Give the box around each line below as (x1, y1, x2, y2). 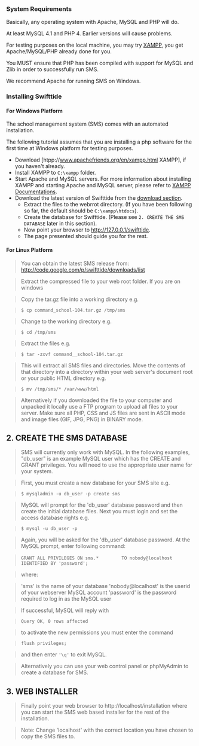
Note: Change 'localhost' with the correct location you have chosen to (20, 726, 194, 734)
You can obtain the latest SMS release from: (20, 260, 130, 267)
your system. (20, 468, 53, 475)
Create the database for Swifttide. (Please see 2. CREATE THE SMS (23, 214, 185, 221)
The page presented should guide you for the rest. (23, 233, 148, 240)
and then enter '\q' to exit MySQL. (20, 651, 107, 658)
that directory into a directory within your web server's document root (20, 368, 193, 375)
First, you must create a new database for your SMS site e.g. (20, 479, 170, 486)
